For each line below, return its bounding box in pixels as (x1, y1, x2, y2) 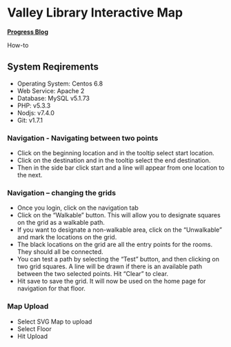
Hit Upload (17, 332, 48, 340)
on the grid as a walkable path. (17, 219, 106, 227)
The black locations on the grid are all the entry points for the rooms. (17, 240, 212, 249)
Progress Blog (7, 28, 49, 36)
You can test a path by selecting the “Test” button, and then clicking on (17, 255, 219, 264)
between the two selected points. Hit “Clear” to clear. (17, 270, 169, 278)
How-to (7, 41, 29, 49)
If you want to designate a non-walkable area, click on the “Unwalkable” (17, 226, 223, 234)
